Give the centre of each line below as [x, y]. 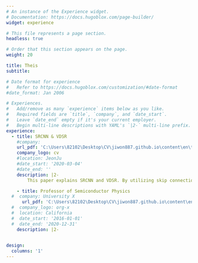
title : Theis [22, 66]
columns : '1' [27, 251]
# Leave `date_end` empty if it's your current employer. [82, 120]
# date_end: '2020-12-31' [44, 224]
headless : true [25, 39]
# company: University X [43, 197]
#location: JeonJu [39, 158]
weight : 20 [19, 55]
